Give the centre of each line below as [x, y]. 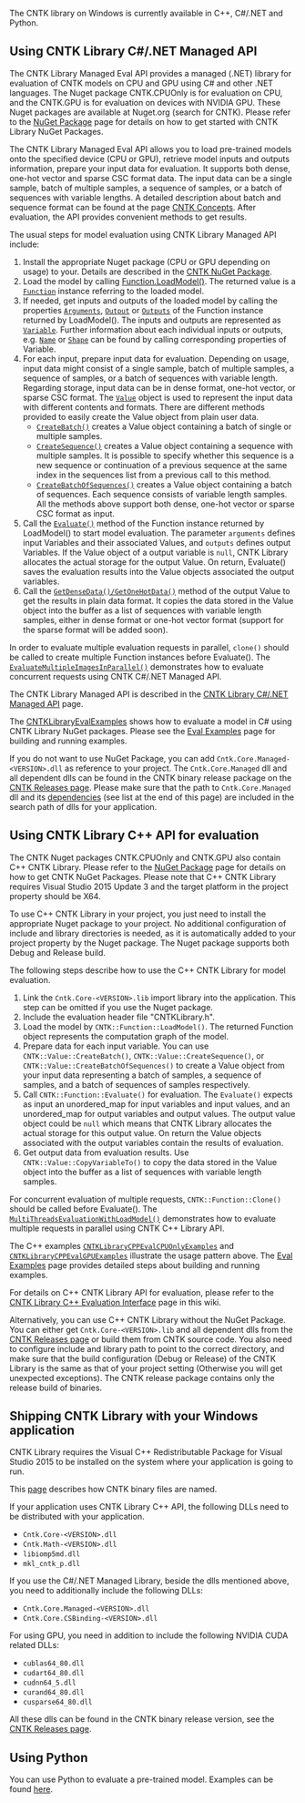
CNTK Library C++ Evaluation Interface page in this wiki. [115, 1302]
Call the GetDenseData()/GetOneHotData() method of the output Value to [156, 590]
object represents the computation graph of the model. [126, 1036]
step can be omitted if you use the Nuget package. [118, 1007]
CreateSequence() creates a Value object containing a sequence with [165, 446]
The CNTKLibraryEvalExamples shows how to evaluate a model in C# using [151, 721]
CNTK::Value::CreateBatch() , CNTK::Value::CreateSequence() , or [143, 1055]
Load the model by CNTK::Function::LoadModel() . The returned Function [158, 1026]
